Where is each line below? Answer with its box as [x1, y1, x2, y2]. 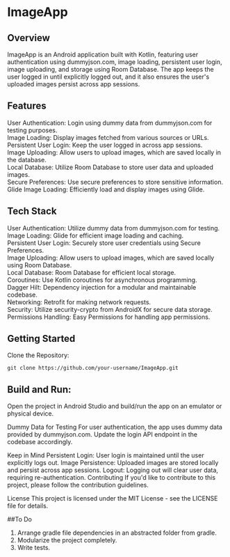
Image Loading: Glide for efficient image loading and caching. [7, 231, 184, 240]
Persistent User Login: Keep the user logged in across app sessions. [7, 141, 203, 149]
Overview [7, 32, 51, 44]
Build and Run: [7, 384, 72, 395]
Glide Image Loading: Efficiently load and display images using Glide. [7, 185, 205, 194]
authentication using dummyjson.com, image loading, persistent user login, [7, 58, 222, 66]
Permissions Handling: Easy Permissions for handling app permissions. [7, 313, 211, 321]
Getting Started [7, 333, 76, 345]
